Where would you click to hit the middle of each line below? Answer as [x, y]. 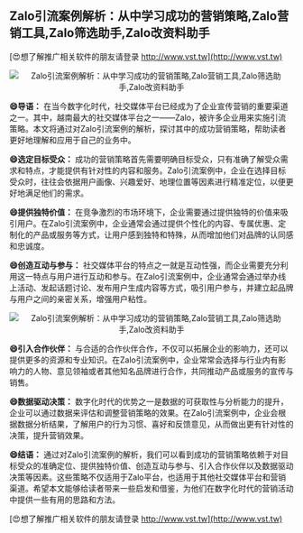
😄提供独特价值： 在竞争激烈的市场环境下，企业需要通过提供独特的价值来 [145, 212]
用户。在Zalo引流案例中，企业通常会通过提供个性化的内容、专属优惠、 [147, 223]
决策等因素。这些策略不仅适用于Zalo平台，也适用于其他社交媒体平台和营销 [148, 477]
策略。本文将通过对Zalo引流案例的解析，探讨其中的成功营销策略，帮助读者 [148, 128]
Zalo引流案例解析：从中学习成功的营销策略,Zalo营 [149, 16]
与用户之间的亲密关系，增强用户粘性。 [80, 299]
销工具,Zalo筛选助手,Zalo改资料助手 [110, 33]
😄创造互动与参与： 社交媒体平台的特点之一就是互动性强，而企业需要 [137, 265]
